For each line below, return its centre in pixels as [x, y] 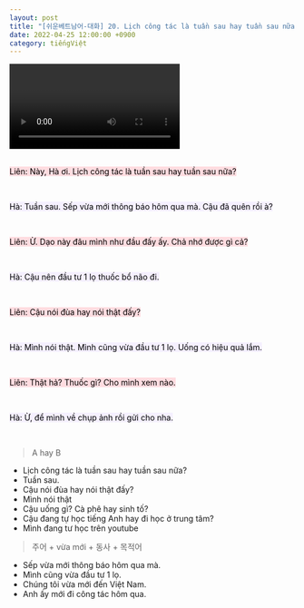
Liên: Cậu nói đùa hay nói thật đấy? [75, 312]
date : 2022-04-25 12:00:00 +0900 [73, 34]
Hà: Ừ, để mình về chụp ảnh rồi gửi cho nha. [92, 417]
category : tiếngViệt [49, 43]
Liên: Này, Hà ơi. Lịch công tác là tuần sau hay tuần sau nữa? [123, 172]
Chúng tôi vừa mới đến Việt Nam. [84, 584]
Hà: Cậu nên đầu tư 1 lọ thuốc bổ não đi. [84, 277]
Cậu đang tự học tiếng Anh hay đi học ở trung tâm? [118, 519]
